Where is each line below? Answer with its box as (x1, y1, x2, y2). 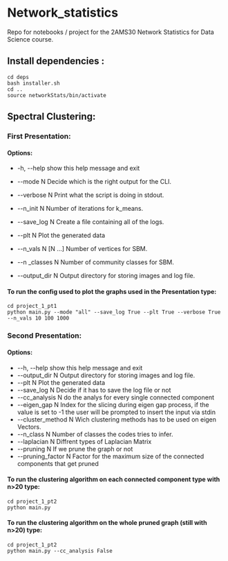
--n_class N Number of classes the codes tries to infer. (17, 430, 173, 438)
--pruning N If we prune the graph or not (17, 445, 133, 453)
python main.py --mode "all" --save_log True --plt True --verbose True (7, 309, 221, 316)
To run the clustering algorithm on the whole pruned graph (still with (7, 519, 207, 527)
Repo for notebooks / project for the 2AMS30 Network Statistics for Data (7, 28, 214, 36)
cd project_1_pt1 (7, 303, 57, 310)
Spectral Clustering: (7, 111, 96, 123)
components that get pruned (17, 459, 99, 467)
